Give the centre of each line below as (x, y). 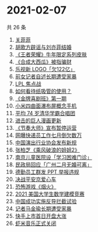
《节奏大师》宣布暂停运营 (46, 127)
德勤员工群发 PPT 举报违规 (47, 172)
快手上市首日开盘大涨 (41, 216)
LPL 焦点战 (28, 83)
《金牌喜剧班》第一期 (41, 98)
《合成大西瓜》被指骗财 (43, 62)
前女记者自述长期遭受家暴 (46, 76)
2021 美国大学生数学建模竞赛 (50, 194)
